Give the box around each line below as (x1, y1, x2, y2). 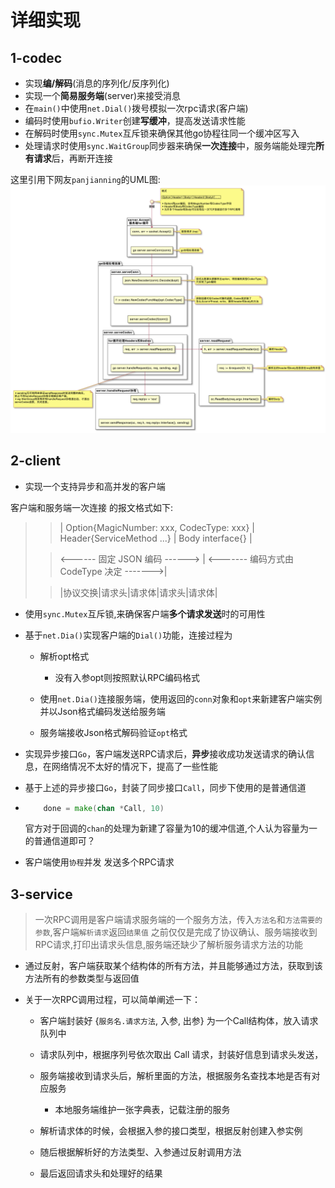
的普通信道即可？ (24, 835, 96, 847)
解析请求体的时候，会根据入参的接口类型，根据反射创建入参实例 (39, 1125, 303, 1137)
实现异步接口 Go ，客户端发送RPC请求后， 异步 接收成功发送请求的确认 (24, 747, 307, 760)
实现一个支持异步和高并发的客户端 (24, 480, 166, 492)
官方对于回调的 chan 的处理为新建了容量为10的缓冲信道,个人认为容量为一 (24, 822, 318, 835)
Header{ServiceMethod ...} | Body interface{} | (59, 532, 253, 544)
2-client (10, 452, 62, 470)
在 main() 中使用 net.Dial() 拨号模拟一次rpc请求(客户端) (24, 102, 249, 114)
